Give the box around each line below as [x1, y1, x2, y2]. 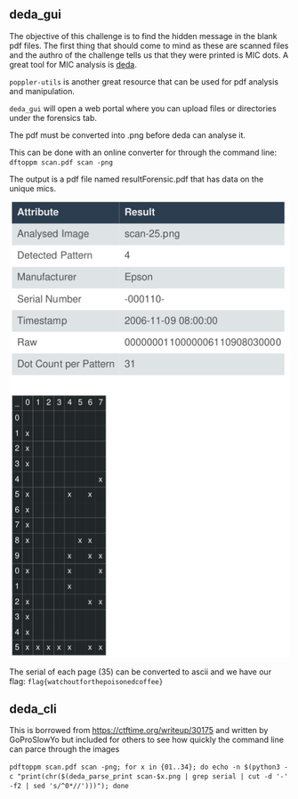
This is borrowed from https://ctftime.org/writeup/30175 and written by [9, 725, 269, 736]
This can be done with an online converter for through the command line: [9, 147, 278, 157]
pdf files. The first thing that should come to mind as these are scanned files [9, 40, 289, 51]
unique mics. [9, 182, 56, 194]
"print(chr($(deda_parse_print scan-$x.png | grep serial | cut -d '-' [17, 772, 289, 781]
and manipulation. [9, 85, 76, 96]
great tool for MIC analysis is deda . [9, 59, 138, 69]
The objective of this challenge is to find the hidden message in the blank [9, 30, 278, 41]
